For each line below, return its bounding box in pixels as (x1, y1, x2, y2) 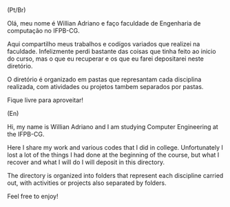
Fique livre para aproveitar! (7, 96, 84, 104)
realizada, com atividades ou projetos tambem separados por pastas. (7, 83, 204, 90)
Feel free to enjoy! (7, 193, 59, 200)
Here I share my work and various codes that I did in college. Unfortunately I (7, 144, 224, 151)
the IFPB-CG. (7, 130, 45, 138)
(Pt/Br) (7, 6, 26, 14)
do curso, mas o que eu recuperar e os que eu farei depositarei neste (7, 55, 205, 63)
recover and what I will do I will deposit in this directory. (7, 158, 165, 166)
